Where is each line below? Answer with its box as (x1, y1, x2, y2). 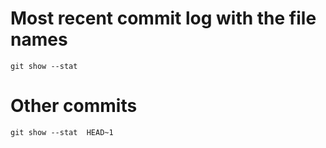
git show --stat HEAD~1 (10, 127, 114, 137)
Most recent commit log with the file (10, 7, 317, 30)
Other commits (10, 95, 138, 117)
